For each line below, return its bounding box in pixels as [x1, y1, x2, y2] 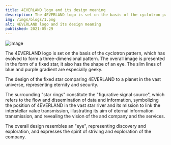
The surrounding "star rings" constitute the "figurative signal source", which [5, 92, 165, 98]
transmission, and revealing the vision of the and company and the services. [5, 113, 165, 120]
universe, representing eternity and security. [5, 82, 99, 88]
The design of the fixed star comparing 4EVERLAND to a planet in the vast [5, 76, 161, 82]
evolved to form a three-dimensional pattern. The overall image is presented [5, 55, 165, 62]
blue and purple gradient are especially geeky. [5, 67, 103, 73]
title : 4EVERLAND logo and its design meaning [5, 7, 106, 13]
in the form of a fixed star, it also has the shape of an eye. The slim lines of [5, 61, 162, 67]
